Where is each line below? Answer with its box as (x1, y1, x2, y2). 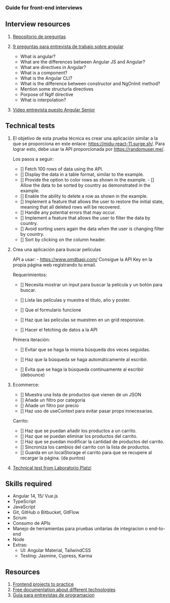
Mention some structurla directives (20, 86, 94, 92)
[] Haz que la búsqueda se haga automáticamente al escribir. (20, 356, 148, 362)
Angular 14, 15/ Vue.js (12, 493, 59, 499)
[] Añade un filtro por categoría (20, 397, 86, 403)
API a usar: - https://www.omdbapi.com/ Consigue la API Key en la (12, 256, 153, 262)
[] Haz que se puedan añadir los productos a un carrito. (20, 428, 137, 434)
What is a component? (20, 70, 68, 76)
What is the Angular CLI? (20, 75, 73, 81)
